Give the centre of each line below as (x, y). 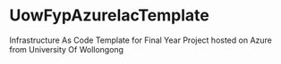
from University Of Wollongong (66, 49)
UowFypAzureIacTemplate (110, 16)
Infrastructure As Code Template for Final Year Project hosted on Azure (141, 40)
